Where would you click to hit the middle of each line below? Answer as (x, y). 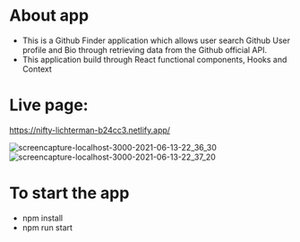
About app (49, 16)
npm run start (47, 227)
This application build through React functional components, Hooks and (154, 59)
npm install (43, 218)
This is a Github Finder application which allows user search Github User (156, 40)
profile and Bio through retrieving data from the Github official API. (144, 49)
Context (37, 69)
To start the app (69, 193)
